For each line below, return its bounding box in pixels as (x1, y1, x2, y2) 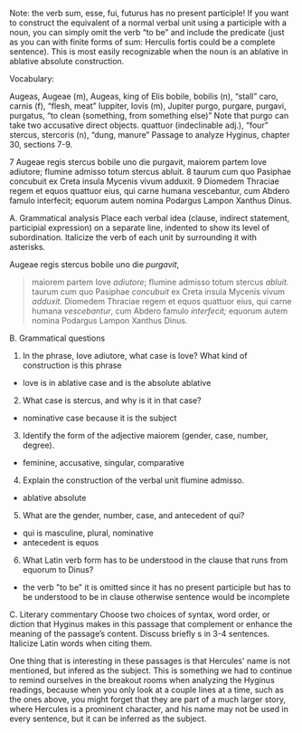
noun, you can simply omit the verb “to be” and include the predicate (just (9, 27, 285, 37)
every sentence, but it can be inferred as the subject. (9, 713, 207, 724)
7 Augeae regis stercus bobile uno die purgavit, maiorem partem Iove (9, 157, 267, 167)
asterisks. (9, 242, 46, 252)
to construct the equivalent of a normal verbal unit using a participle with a (9, 17, 287, 28)
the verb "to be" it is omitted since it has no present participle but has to (22, 582, 291, 593)
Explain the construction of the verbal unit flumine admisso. (22, 475, 245, 486)
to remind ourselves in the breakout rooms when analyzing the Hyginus (9, 675, 276, 685)
